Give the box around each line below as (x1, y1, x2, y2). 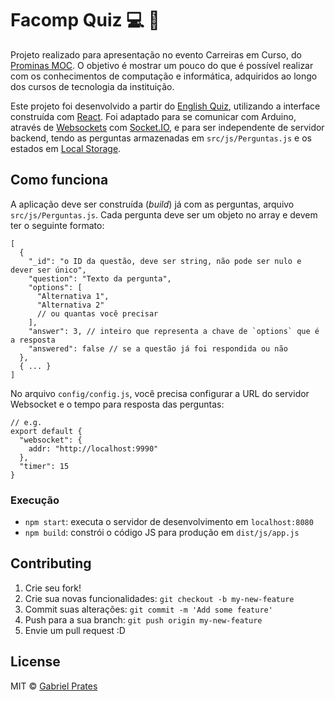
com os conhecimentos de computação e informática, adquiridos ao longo (10, 70, 318, 82)
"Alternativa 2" (36, 300, 105, 310)
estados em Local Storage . (10, 142, 122, 154)
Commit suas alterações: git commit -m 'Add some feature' (24, 603, 273, 615)
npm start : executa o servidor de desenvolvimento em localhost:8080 (24, 516, 314, 528)
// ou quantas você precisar (36, 308, 159, 319)
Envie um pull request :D (24, 624, 126, 636)
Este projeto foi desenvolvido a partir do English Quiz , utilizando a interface (10, 100, 321, 112)
